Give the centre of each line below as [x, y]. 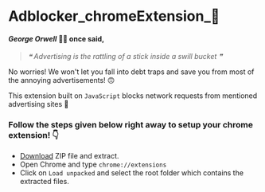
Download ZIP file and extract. [69, 155]
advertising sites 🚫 [39, 104]
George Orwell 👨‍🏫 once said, [57, 38]
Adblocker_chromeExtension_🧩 [114, 16]
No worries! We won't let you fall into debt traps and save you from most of [131, 72]
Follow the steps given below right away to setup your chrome [131, 125]
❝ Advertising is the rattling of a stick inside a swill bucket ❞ [125, 57]
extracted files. [44, 181]
